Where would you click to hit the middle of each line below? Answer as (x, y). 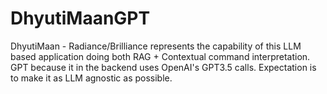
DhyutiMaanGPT (80, 18)
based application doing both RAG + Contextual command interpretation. (160, 56)
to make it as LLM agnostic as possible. (91, 78)
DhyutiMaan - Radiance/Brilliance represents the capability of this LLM (156, 46)
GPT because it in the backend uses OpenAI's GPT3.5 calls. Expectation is (163, 67)
